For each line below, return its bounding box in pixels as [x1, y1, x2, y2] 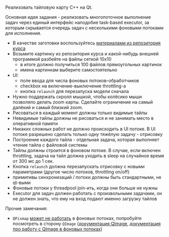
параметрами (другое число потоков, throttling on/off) [12, 169, 130, 175]
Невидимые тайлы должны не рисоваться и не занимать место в [12, 115, 154, 121]
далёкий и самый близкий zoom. [12, 105, 83, 110]
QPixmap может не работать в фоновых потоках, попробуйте [12, 215, 142, 221]
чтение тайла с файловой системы [12, 142, 88, 148]
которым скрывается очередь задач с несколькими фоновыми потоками [5, 25, 164, 31]
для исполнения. [5, 30, 41, 36]
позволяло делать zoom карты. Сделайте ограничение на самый [12, 99, 153, 105]
